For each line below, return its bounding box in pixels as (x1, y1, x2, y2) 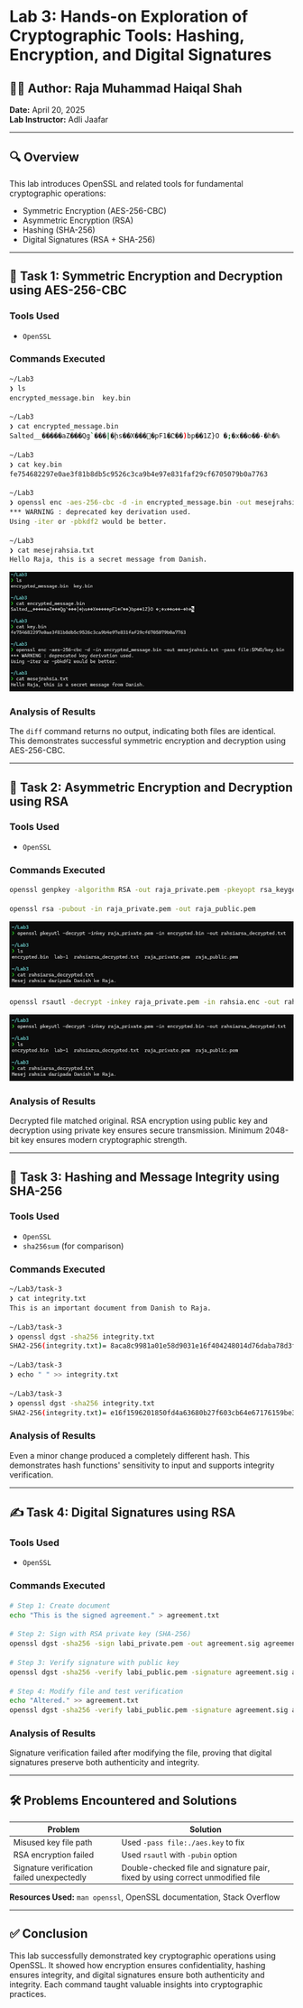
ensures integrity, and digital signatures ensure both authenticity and (9, 1969, 265, 1980)
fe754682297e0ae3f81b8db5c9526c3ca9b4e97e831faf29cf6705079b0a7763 (9, 469, 269, 479)
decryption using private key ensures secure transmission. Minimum (9, 1125, 263, 1136)
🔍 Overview (9, 150, 79, 165)
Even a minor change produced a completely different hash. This (9, 1450, 251, 1460)
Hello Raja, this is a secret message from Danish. (9, 555, 207, 565)
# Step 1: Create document (9, 1601, 111, 1610)
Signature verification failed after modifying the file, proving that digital (9, 1747, 272, 1758)
